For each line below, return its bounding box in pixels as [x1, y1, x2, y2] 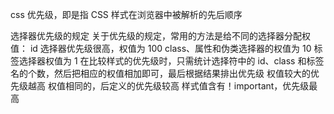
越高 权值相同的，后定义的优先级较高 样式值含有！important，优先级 [27, 80, 310, 92]
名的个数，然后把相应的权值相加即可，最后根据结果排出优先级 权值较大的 [10, 68, 311, 79]
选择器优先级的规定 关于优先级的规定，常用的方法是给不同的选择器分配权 [10, 30, 311, 42]
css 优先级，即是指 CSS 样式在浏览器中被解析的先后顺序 [10, 9, 243, 20]
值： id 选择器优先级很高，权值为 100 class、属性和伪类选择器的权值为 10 [10, 43, 312, 54]
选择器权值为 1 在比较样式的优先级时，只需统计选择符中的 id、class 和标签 [18, 55, 325, 67]
